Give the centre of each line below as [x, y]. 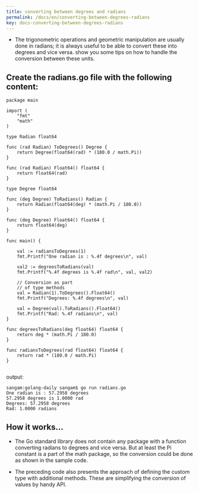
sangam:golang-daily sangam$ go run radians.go [66, 388]
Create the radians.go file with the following [89, 77]
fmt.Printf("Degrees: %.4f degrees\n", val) [73, 298]
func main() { [24, 241]
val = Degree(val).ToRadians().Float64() [69, 309]
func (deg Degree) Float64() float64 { [56, 220]
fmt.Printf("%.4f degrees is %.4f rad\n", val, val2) [85, 272]
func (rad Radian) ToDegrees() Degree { [57, 147]
